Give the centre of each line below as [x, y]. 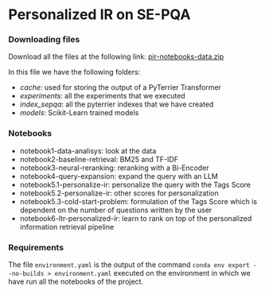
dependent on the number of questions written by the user [116, 210]
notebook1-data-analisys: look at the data [88, 151]
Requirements [36, 247]
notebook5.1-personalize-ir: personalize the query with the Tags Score [135, 184]
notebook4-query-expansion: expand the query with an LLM [119, 176]
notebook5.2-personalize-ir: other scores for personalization [119, 193]
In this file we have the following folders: [74, 72]
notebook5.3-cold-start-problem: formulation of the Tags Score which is [138, 201]
